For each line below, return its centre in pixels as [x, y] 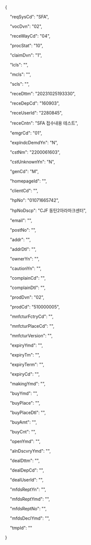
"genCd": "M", [24, 171]
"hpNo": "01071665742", [34, 200]
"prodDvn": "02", [27, 297]
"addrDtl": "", [23, 249]
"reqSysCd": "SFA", [29, 17]
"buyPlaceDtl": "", [28, 413]
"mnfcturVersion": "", [31, 336]
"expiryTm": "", [25, 355]
